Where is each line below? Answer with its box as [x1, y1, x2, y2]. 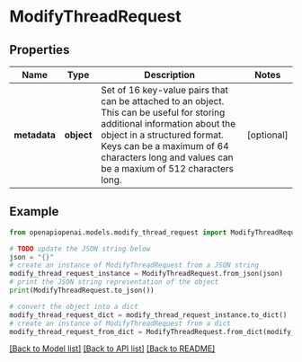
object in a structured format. [101, 128, 225, 141]
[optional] [246, 128, 289, 141]
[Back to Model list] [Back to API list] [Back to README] [9, 343, 216, 354]
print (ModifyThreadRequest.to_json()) [9, 286, 155, 296]
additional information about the [101, 118, 236, 129]
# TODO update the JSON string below [9, 244, 151, 253]
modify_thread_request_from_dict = [9, 327, 143, 336]
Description [143, 69, 196, 81]
